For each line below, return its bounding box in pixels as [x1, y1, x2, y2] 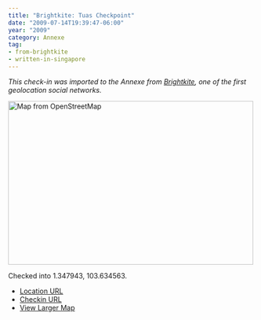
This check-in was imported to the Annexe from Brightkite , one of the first [8, 76, 247, 86]
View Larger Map [19, 303, 76, 312]
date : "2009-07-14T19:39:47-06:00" [8, 19, 125, 27]
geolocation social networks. [8, 85, 102, 94]
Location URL [19, 286, 64, 296]
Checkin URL [19, 294, 63, 303]
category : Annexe [8, 33, 65, 42]
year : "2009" [8, 26, 51, 34]
